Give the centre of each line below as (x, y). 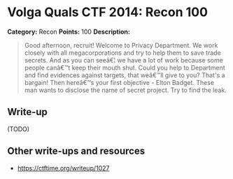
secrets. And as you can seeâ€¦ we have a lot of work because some (124, 60)
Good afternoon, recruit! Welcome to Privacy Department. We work (121, 45)
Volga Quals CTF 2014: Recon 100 (108, 12)
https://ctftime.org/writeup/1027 (63, 168)
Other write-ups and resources (76, 151)
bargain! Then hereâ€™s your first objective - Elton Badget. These (119, 82)
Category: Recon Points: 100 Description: (69, 32)
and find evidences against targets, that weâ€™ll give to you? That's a (125, 75)
